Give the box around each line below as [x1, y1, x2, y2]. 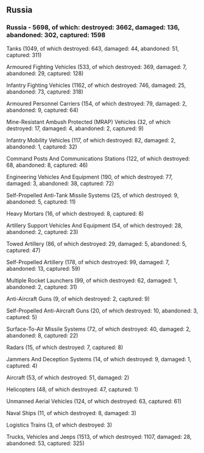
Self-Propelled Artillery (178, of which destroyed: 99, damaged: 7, [6, 258, 170, 265]
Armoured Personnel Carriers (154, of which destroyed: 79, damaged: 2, [6, 100, 188, 107]
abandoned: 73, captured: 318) [6, 88, 83, 95]
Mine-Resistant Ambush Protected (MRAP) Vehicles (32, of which [6, 118, 171, 125]
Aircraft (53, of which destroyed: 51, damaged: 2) [6, 374, 130, 381]
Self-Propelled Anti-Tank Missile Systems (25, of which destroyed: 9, [6, 191, 179, 199]
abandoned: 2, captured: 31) [6, 283, 77, 290]
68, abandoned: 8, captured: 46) [6, 161, 88, 169]
